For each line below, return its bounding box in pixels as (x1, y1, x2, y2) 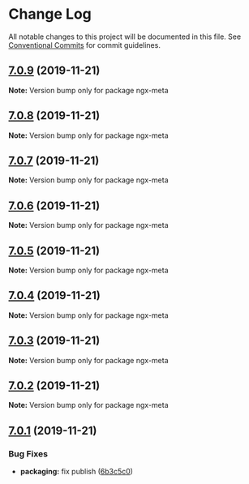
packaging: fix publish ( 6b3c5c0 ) (19, 467, 134, 477)
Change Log (8, 5, 92, 24)
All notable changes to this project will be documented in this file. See (8, 32, 242, 41)
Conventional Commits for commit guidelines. (8, 40, 161, 49)
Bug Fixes (8, 448, 49, 459)
